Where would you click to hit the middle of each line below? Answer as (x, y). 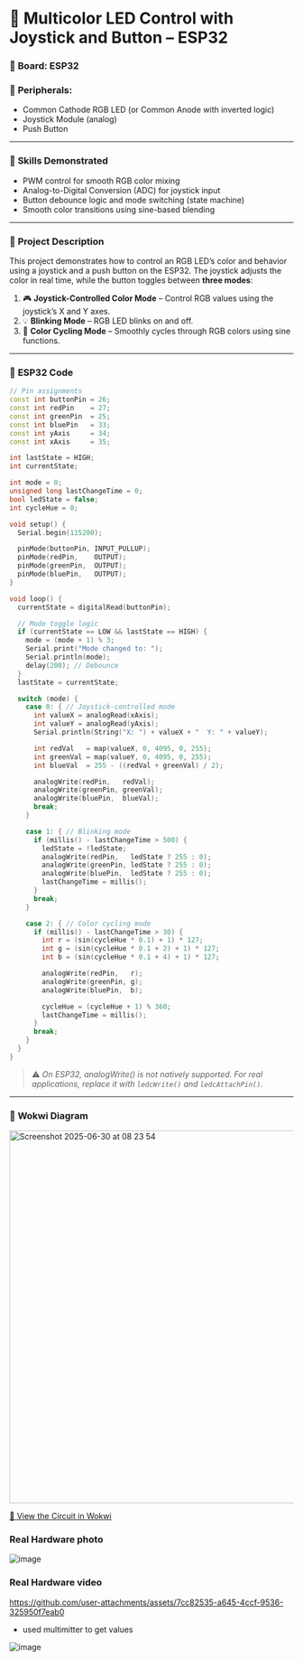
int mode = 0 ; (36, 483)
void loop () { (36, 599)
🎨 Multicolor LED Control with (122, 19)
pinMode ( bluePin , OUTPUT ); (72, 574)
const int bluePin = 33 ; (60, 425)
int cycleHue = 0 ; (44, 508)
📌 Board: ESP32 (44, 66)
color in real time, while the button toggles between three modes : (131, 280)
